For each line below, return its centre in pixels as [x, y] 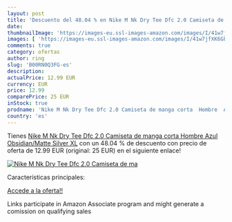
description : [26, 71]
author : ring [26, 59]
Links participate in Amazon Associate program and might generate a [106, 203]
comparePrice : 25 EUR [38, 97]
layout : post [26, 13]
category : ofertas [33, 52]
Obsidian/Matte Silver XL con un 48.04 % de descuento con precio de [107, 143]
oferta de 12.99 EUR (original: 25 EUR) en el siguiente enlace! [94, 150]
